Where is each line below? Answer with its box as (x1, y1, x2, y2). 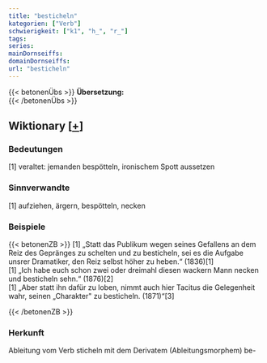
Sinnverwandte (8, 182, 70, 193)
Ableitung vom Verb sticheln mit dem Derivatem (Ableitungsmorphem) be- (8, 346, 256, 356)
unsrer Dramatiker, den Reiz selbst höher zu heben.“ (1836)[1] (8, 257, 214, 266)
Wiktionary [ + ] (8, 119, 83, 133)
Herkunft (8, 326, 44, 338)
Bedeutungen (8, 144, 63, 155)
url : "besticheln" (8, 65, 70, 73)
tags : (8, 34, 27, 43)
